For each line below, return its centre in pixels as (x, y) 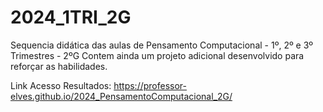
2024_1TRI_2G (71, 17)
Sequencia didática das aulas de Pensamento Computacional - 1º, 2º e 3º (162, 45)
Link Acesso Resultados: (61, 85)
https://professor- (150, 85)
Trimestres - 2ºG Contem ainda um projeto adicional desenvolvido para (157, 55)
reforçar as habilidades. (59, 66)
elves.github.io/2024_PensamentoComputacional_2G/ (121, 96)
